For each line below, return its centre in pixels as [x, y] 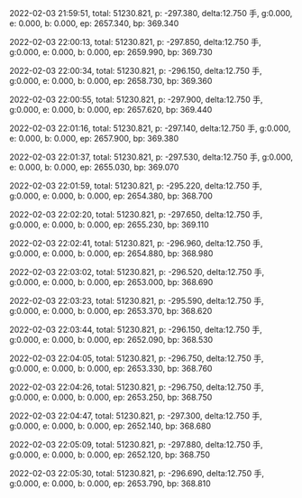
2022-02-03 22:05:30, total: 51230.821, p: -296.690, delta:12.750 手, [137, 473]
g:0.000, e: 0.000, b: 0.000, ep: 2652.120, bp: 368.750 [110, 455]
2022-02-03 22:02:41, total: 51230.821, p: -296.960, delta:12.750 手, [136, 243]
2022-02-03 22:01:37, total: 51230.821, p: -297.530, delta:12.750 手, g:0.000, [151, 157]
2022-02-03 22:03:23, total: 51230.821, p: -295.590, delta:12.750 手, [137, 301]
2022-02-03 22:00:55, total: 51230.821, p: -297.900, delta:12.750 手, [136, 99]
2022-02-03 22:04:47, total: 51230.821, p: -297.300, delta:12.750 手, [136, 416]
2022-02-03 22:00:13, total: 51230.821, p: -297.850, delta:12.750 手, [135, 42]
